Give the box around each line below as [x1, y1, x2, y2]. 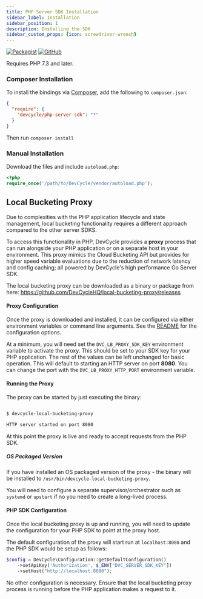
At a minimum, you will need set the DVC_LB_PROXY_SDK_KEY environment [6, 340, 184, 348]
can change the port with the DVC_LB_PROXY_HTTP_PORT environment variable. [6, 366, 196, 373]
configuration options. [6, 328, 62, 336]
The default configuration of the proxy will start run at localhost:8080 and [6, 538, 191, 546]
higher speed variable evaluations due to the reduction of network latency [6, 257, 191, 265]
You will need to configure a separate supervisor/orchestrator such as [6, 486, 181, 493]
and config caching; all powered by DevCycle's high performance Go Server [6, 263, 197, 271]
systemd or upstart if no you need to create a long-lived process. [6, 493, 168, 500]
